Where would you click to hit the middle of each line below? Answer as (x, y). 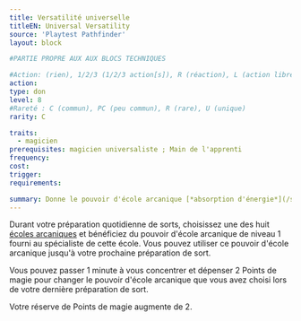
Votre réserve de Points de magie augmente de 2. (101, 307)
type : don (28, 91)
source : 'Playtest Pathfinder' (68, 34)
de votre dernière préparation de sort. (79, 290)
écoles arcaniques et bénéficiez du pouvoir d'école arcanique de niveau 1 (145, 234)
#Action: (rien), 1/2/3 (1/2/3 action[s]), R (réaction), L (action (140, 75)
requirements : (36, 183)
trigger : (26, 174)
